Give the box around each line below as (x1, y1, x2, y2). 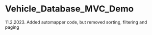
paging (5, 24, 20, 30)
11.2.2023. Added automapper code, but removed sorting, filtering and (5, 19, 147, 25)
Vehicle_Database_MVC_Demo (5, 3, 134, 14)
